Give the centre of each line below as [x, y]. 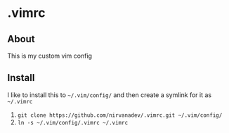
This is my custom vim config [50, 56]
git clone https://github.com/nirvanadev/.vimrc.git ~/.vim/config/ [120, 115]
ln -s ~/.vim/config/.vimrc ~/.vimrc [73, 122]
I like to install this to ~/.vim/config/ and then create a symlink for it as [110, 95]
